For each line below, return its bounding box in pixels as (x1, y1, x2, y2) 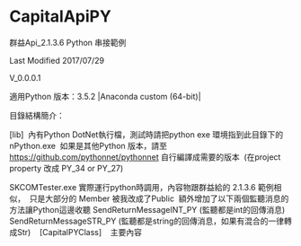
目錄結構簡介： (9, 110, 65, 120)
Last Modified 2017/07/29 (9, 55, 105, 66)
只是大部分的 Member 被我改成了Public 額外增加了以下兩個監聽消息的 (29, 193, 289, 204)
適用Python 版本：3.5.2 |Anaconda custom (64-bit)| (9, 91, 201, 101)
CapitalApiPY (9, 6, 112, 27)
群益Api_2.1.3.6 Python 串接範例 (9, 37, 127, 48)
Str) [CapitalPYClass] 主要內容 (16, 226, 142, 237)
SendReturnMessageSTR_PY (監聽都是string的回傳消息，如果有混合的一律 (9, 215, 285, 226)
